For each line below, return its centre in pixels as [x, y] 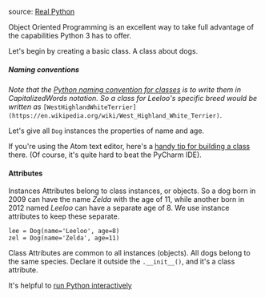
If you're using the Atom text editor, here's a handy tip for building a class [129, 146]
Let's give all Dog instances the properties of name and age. [106, 131]
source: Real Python [42, 12]
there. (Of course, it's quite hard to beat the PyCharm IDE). [105, 155]
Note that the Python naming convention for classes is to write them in [125, 89]
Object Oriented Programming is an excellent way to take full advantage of [131, 27]
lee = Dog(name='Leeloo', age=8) [64, 232]
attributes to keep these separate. [64, 216]
